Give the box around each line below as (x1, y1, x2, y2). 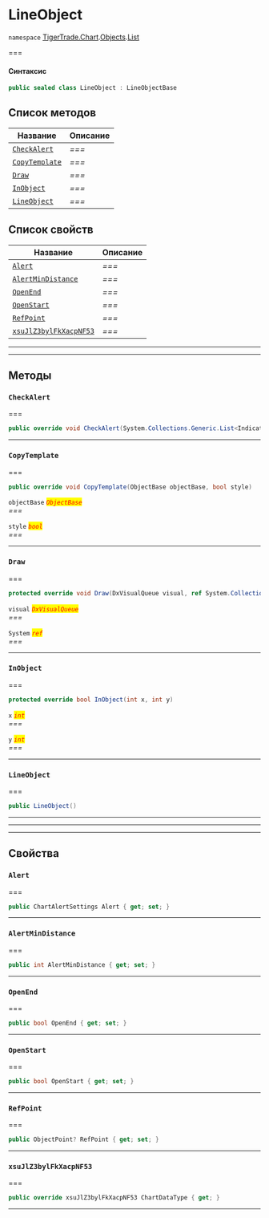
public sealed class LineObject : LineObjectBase (8, 84, 178, 92)
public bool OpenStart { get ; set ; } (8, 1078, 134, 1086)
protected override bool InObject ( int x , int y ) (8, 696, 174, 704)
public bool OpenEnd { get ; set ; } (8, 1019, 127, 1027)
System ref (8, 629, 43, 637)
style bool (8, 523, 43, 531)
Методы (8, 369, 52, 383)
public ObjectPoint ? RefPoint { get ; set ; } (8, 1135, 159, 1144)
